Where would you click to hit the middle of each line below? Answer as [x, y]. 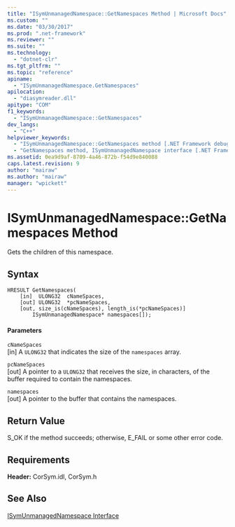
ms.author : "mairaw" [37, 177]
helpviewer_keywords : [39, 137]
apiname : [20, 79]
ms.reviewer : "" [31, 40]
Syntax [23, 274]
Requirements [38, 460]
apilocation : [26, 92]
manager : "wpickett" [37, 183]
